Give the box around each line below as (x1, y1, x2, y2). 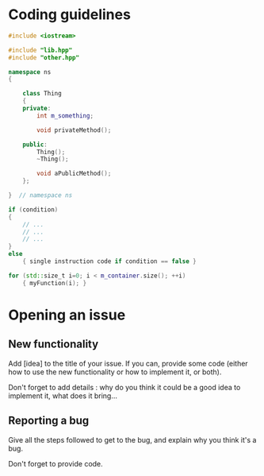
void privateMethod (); (36, 126, 112, 134)
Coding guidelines (8, 6, 131, 24)
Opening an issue (8, 306, 126, 323)
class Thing (22, 90, 62, 98)
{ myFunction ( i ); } (22, 279, 87, 287)
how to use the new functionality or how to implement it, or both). (8, 367, 222, 377)
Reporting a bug (8, 414, 90, 428)
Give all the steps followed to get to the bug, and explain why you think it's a (8, 435, 257, 444)
